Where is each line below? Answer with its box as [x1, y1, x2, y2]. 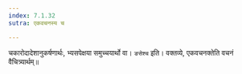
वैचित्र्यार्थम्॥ [8, 56, 39, 66]
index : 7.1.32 [8, 11, 56, 20]
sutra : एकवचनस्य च [8, 19, 65, 27]
